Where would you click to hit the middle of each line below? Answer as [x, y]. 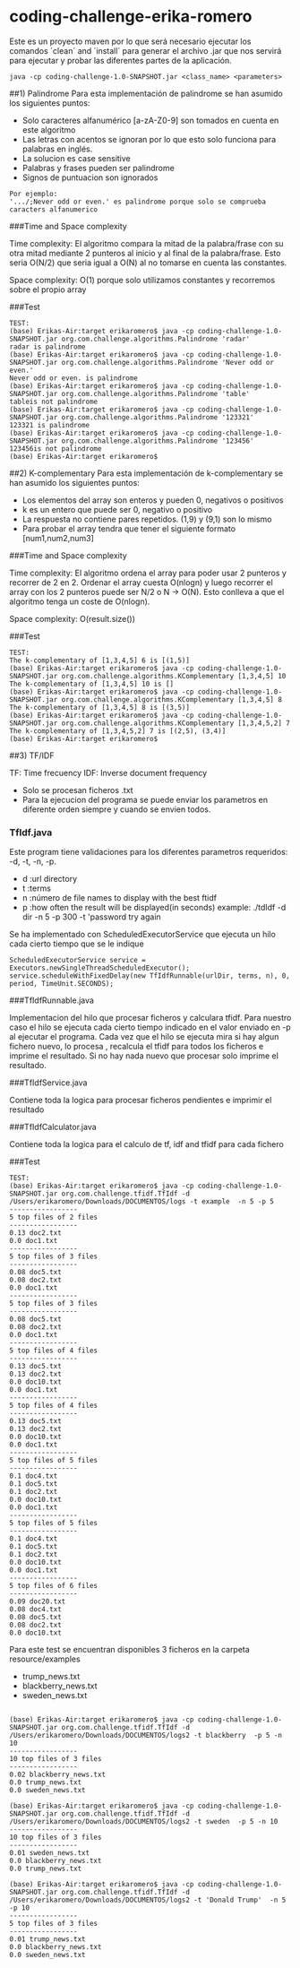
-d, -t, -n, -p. [33, 861]
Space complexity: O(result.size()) [73, 618]
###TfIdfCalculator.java [53, 1127]
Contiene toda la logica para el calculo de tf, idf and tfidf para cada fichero [146, 1144]
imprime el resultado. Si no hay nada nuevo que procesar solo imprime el [144, 1056]
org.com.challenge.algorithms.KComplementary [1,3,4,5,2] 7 [176, 723]
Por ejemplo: [34, 194]
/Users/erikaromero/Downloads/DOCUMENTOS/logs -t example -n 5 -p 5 [142, 1202]
